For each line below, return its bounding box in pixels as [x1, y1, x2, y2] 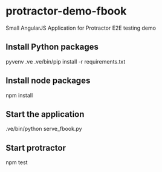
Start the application [5, 109, 85, 119]
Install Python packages [5, 42, 99, 52]
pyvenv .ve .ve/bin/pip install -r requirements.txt [5, 58, 126, 65]
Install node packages [5, 76, 91, 86]
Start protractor [5, 142, 66, 153]
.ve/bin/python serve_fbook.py [5, 125, 82, 133]
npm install [5, 91, 33, 99]
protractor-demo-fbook [5, 4, 127, 18]
